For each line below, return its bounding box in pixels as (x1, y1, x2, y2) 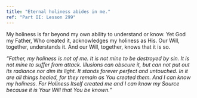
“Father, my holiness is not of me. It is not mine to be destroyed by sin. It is (6, 55, 190, 62)
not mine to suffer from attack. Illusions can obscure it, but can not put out (6, 61, 190, 68)
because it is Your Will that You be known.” (6, 86, 112, 93)
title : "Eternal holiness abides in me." (6, 8, 111, 15)
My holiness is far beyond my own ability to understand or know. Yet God (6, 30, 186, 37)
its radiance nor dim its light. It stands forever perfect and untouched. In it (6, 67, 188, 74)
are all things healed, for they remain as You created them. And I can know (6, 74, 191, 81)
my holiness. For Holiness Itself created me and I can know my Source (6, 80, 180, 87)
